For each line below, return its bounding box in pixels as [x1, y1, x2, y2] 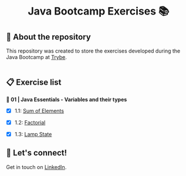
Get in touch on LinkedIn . [6, 163, 67, 170]
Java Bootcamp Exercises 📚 [28, 5, 170, 18]
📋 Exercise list [6, 77, 62, 88]
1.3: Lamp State [14, 130, 52, 137]
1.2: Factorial [14, 119, 46, 126]
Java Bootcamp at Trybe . [6, 54, 67, 60]
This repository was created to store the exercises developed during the [6, 47, 181, 54]
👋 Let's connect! [6, 148, 67, 158]
